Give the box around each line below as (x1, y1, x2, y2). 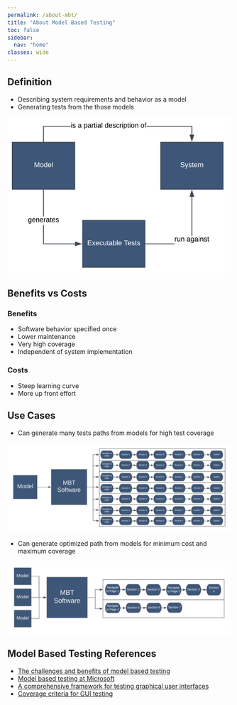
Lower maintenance (17, 333, 76, 341)
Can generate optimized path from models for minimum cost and (17, 539, 207, 548)
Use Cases (7, 409, 56, 422)
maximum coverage (17, 547, 76, 556)
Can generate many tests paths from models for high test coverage (17, 429, 214, 437)
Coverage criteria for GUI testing (17, 689, 114, 698)
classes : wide (7, 49, 50, 56)
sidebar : (7, 34, 33, 41)
